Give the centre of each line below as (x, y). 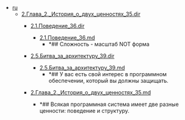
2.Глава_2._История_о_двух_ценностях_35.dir (81, 14)
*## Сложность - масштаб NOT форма (99, 44)
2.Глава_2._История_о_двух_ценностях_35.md (91, 92)
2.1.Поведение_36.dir (57, 26)
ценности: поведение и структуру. (85, 111)
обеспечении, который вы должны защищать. (109, 81)
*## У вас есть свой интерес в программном (107, 74)
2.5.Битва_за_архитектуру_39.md (82, 68)
